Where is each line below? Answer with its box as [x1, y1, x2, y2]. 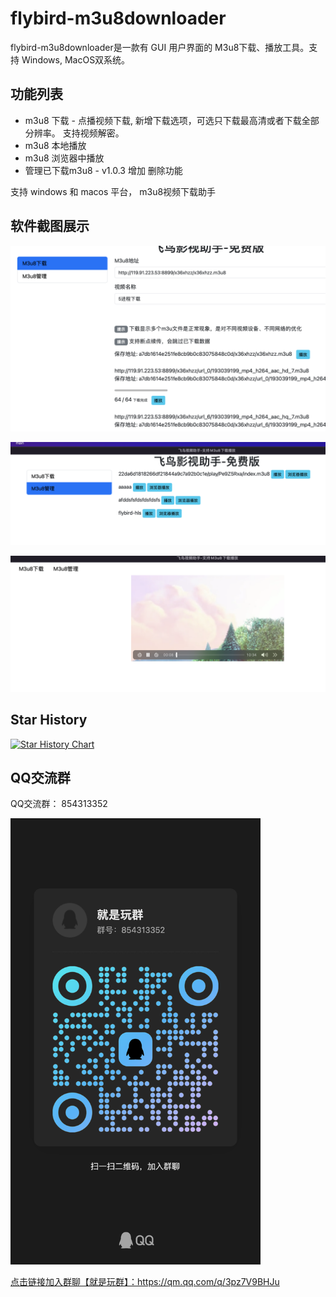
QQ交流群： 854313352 [10, 798, 108, 810]
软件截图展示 [10, 218, 90, 235]
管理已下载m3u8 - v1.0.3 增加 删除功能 [24, 164, 183, 176]
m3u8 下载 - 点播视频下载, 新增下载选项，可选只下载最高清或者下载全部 [24, 114, 320, 126]
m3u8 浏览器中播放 [24, 152, 105, 164]
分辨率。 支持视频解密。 [24, 127, 125, 139]
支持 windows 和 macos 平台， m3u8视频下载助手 [10, 185, 217, 197]
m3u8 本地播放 [24, 139, 87, 151]
